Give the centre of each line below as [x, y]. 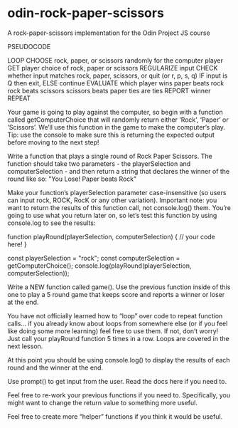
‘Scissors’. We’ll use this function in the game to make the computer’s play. [117, 127]
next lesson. [25, 346]
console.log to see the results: [52, 223]
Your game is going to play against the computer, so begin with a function [115, 112]
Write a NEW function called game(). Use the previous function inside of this [119, 287]
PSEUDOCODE [29, 46]
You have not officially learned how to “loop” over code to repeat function [115, 315]
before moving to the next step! [53, 142]
